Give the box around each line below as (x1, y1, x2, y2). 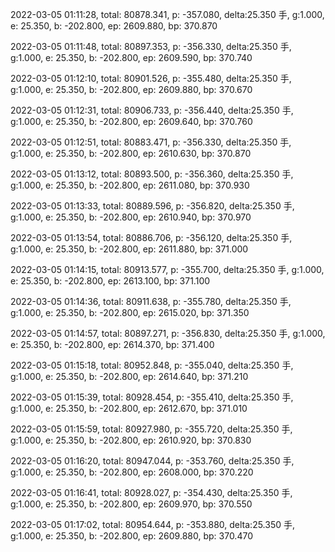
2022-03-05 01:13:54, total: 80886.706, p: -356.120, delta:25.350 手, (10, 232, 293, 243)
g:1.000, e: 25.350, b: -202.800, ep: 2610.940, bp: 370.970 (10, 211, 252, 223)
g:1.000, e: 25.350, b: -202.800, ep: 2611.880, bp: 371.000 (10, 243, 249, 255)
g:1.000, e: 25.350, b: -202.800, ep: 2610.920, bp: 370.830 (10, 434, 252, 446)
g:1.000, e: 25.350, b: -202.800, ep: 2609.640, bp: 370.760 (10, 116, 253, 127)
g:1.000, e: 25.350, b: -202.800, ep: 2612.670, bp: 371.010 (10, 403, 248, 414)
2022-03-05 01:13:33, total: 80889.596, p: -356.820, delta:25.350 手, (10, 200, 295, 212)
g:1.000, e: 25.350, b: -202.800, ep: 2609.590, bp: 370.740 (10, 52, 253, 63)
